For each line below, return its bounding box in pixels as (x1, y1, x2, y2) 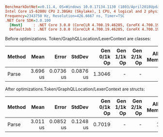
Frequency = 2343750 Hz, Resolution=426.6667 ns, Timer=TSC (5, 13, 125, 18)
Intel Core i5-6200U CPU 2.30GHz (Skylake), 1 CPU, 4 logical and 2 (5, 9, 147, 14)
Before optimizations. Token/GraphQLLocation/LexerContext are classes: (5, 36, 151, 42)
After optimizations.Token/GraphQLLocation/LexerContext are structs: (5, 86, 145, 92)
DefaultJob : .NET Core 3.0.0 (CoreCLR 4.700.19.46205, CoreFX (9, 27, 140, 32)
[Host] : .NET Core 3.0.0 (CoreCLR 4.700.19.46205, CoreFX (9, 22, 140, 27)
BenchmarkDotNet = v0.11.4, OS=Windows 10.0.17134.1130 (5, 4, 116, 9)
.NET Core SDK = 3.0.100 (5, 18, 51, 23)
